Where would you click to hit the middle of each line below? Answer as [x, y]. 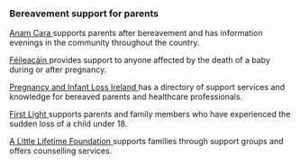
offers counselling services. [61, 151]
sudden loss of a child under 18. [68, 124]
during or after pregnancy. [58, 69]
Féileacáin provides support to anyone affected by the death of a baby [140, 60]
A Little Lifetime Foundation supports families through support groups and [146, 142]
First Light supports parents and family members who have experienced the [150, 115]
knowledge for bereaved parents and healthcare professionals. [126, 96]
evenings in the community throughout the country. [105, 42]
